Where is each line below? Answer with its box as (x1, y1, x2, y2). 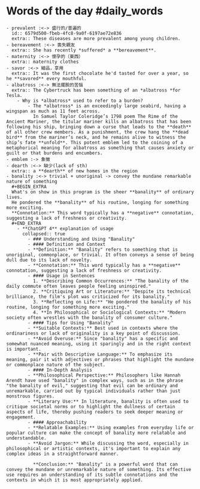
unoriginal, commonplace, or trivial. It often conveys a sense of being (6, 251, 195, 258)
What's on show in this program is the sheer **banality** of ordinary (11, 189, 195, 195)
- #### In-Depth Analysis (28, 367, 93, 373)
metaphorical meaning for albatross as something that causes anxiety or (6, 145, 195, 151)
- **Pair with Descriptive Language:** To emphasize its (28, 351, 172, 357)
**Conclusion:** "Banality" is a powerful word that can (32, 461, 178, 467)
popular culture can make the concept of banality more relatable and (6, 430, 186, 436)
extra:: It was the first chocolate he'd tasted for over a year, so (11, 70, 189, 76)
